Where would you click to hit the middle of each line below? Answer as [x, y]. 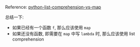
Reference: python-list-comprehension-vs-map [53, 7]
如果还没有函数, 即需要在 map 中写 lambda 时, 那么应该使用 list [73, 34]
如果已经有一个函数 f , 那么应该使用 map [51, 27]
